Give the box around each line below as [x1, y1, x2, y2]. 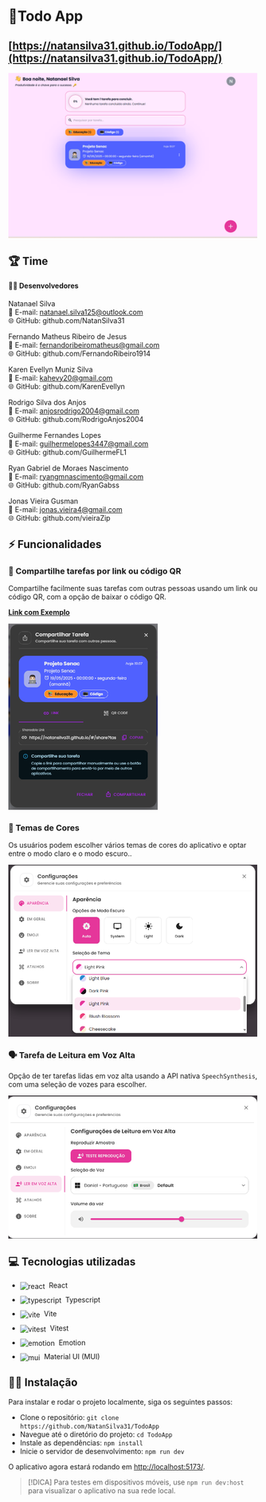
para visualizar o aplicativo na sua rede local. [27, 1485, 176, 1495]
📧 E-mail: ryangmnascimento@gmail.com [8, 471, 144, 481]
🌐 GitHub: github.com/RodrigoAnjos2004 [8, 414, 144, 424]
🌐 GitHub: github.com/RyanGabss [8, 480, 119, 490]
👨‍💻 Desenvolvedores [8, 281, 79, 290]
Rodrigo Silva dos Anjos [8, 397, 87, 407]
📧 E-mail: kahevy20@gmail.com [8, 373, 113, 382]
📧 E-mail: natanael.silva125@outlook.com [8, 307, 143, 317]
